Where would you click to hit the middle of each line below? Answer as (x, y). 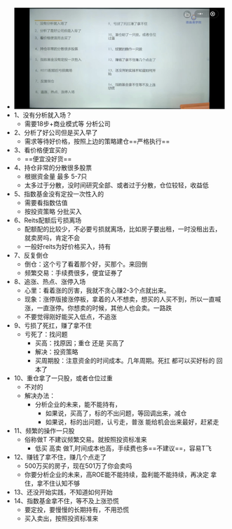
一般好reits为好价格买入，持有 (68, 246)
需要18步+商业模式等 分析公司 (67, 123)
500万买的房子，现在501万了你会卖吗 (78, 466)
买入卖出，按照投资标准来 (61, 518)
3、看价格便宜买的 (41, 150)
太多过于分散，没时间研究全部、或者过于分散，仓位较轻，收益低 (116, 185)
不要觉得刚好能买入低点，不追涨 (70, 316)
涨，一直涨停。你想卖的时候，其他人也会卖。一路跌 (98, 308)
